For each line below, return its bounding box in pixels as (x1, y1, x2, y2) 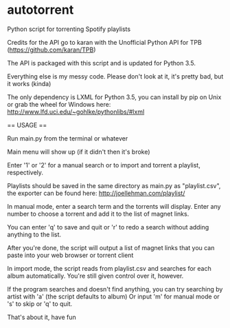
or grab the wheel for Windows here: (7, 100, 111, 108)
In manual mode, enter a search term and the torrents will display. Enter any (7, 202, 221, 210)
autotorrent (7, 2, 74, 18)
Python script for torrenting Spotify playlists (7, 25, 131, 33)
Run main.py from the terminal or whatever (7, 134, 128, 143)
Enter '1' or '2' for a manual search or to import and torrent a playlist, (7, 161, 200, 169)
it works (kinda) (7, 79, 51, 88)
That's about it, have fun (7, 313, 77, 321)
